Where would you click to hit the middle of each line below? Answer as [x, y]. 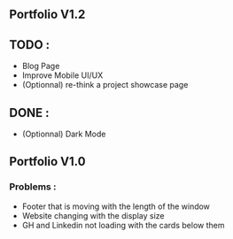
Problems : [33, 187]
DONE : [30, 113]
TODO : [30, 45]
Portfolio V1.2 [47, 15]
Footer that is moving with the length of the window [116, 206]
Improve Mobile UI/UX [62, 75]
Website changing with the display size [93, 215]
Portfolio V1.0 [47, 162]
